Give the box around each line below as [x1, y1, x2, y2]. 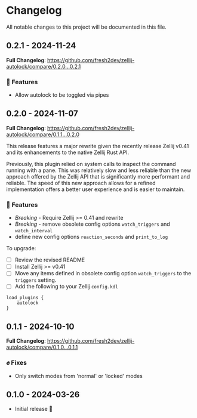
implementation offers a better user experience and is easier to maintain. [6, 186, 185, 193]
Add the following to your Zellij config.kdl [14, 283, 118, 290]
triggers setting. [14, 276, 57, 284]
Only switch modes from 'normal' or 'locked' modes [14, 372, 143, 379]
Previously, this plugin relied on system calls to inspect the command [6, 160, 176, 167]
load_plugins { [6, 295, 44, 301]
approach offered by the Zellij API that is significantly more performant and [6, 173, 190, 180]
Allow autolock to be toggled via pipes [14, 91, 109, 99]
